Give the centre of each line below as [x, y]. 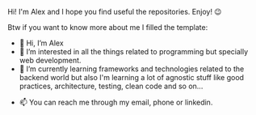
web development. [50, 60]
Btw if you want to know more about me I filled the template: [108, 27]
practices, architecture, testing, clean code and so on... [111, 86]
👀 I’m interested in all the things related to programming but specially [134, 51]
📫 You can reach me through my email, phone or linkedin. [116, 102]
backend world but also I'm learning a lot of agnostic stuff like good [131, 77]
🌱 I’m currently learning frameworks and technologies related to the [132, 69]
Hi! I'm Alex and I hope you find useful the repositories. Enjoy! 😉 [115, 12]
